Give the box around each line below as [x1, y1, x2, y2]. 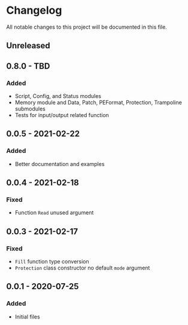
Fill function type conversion [14, 258, 90, 265]
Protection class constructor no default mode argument [14, 264, 150, 272]
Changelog [6, 4, 62, 17]
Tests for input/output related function [14, 112, 110, 119]
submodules [14, 105, 46, 112]
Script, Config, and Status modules [14, 93, 102, 100]
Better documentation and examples [14, 160, 105, 167]
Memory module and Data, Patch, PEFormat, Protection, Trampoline [14, 99, 183, 106]
